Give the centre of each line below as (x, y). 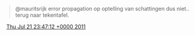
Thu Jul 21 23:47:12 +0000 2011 (46, 27)
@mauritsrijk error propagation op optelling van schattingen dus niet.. (102, 9)
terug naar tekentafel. (42, 15)
